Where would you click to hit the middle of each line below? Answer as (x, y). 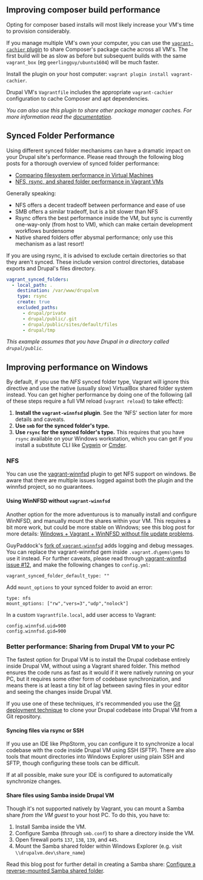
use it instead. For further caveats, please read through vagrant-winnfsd (96, 558)
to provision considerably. (38, 31)
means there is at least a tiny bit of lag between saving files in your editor (98, 685)
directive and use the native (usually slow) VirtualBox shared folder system (99, 388)
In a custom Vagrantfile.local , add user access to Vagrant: (81, 614)
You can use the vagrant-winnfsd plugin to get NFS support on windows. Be (101, 474)
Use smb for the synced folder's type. (62, 426)
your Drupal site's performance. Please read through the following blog (95, 156)
